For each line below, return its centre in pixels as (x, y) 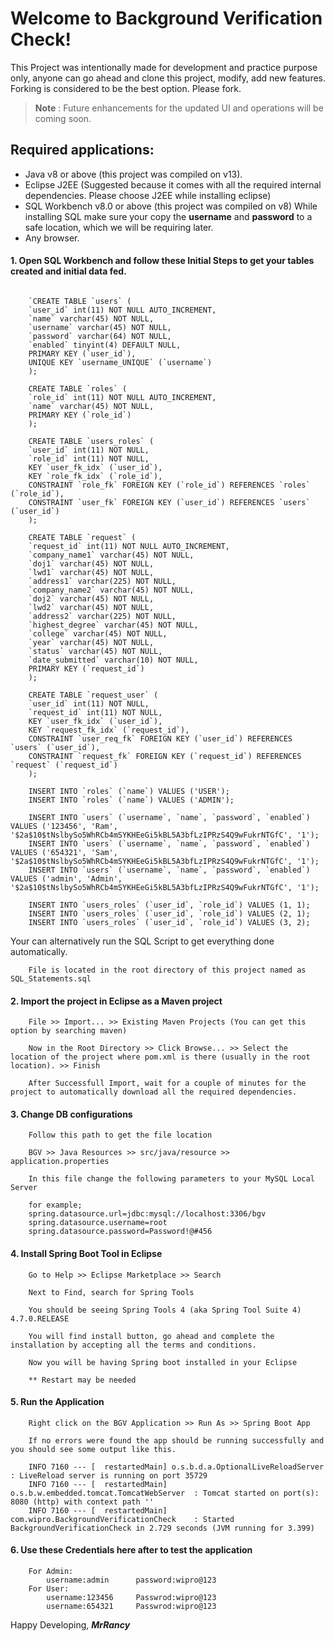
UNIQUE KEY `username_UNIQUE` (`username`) (120, 362)
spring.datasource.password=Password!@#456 (120, 1232)
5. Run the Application (57, 1402)
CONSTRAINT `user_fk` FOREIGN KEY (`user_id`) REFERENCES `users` (169, 502)
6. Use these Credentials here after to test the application (131, 1550)
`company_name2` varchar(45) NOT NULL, (111, 590)
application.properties (60, 1162)
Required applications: (82, 150)
